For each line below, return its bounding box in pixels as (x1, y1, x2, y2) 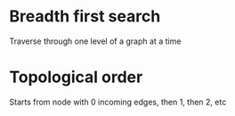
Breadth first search (9, 6, 161, 27)
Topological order (9, 67, 143, 87)
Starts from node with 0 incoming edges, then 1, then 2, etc (9, 96, 227, 107)
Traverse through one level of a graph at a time (9, 36, 182, 46)
